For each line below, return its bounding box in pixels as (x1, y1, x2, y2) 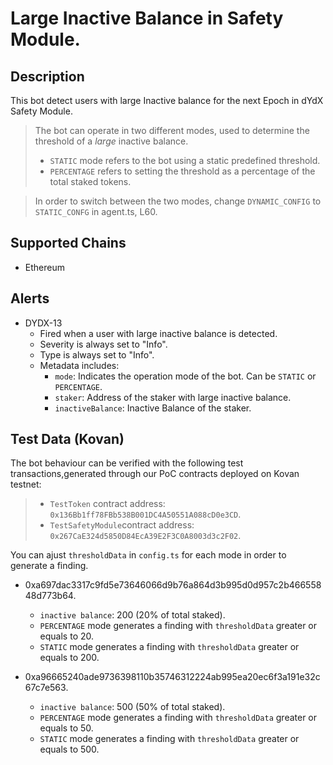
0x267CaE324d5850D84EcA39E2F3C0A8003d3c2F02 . (49, 530, 242, 542)
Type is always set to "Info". (39, 348, 155, 361)
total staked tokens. (49, 176, 132, 187)
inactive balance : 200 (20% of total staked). (39, 609, 226, 621)
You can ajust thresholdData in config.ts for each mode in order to (10, 549, 287, 561)
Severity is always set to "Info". (39, 338, 168, 350)
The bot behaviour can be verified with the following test (10, 457, 244, 469)
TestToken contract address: (49, 498, 166, 510)
